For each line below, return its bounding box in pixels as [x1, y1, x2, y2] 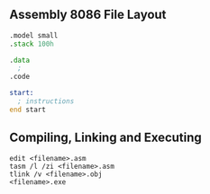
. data [9, 56, 30, 65]
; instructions [17, 97, 75, 106]
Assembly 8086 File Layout [9, 7, 167, 22]
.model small [9, 31, 59, 40]
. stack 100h [9, 40, 54, 48]
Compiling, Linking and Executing [9, 130, 203, 145]
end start [9, 105, 47, 114]
